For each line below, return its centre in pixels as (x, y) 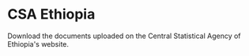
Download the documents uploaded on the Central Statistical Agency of (124, 36)
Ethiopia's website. (38, 44)
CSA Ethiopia (51, 14)
